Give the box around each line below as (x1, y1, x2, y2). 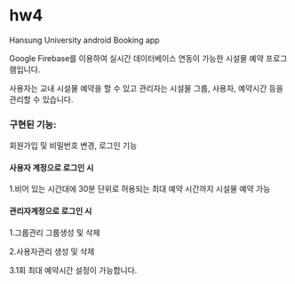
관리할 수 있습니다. (9, 94, 74, 105)
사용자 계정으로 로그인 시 (9, 162, 94, 173)
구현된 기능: (9, 118, 57, 130)
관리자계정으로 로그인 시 (9, 206, 92, 217)
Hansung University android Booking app (9, 35, 160, 45)
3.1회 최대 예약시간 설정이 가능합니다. (9, 264, 138, 275)
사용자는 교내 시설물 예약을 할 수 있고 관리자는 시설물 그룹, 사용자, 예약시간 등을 (9, 83, 284, 93)
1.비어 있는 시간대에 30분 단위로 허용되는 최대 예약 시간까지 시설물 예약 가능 (9, 184, 271, 194)
